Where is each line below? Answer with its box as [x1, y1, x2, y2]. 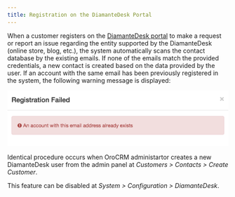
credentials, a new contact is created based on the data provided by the [7, 61, 215, 69]
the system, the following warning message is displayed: [7, 76, 171, 84]
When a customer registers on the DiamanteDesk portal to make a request [7, 32, 222, 40]
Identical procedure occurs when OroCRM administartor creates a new [7, 153, 212, 161]
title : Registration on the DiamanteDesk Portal [7, 11, 152, 18]
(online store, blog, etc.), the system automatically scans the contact [7, 46, 206, 55]
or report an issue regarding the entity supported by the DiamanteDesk [7, 39, 213, 47]
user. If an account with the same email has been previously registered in [7, 69, 219, 77]
